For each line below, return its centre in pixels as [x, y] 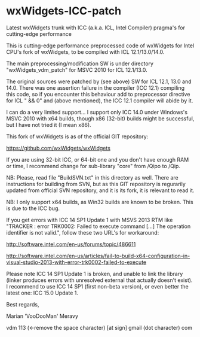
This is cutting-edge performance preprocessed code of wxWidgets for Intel [100, 45]
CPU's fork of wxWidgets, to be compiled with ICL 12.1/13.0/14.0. [85, 51]
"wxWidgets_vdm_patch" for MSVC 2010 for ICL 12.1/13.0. [77, 69]
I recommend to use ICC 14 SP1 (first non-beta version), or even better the [98, 286]
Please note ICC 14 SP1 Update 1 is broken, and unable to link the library [95, 274]
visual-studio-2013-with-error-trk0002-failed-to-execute [76, 262]
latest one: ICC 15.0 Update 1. [42, 293]
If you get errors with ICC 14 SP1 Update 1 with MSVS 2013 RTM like [90, 220]
